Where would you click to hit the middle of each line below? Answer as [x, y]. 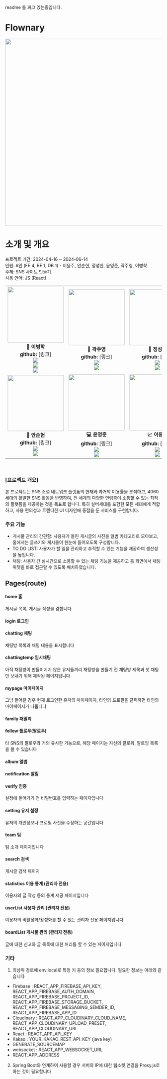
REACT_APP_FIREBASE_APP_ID [44, 1012]
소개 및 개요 [27, 245]
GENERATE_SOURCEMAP [39, 1044]
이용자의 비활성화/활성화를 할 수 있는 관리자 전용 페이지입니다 [64, 920]
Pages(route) [26, 583]
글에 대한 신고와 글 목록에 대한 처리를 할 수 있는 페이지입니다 [63, 944]
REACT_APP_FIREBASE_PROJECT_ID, [51, 996]
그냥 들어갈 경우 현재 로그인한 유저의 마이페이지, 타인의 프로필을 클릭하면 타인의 [82, 700]
